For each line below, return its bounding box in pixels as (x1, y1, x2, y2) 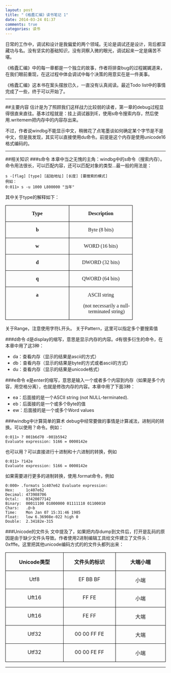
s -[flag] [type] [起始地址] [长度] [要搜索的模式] (5, 174, 108, 179)
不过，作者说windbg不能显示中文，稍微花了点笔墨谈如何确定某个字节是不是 (5, 128, 164, 134)
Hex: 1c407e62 (5, 488, 44, 493)
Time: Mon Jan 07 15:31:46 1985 (5, 510, 81, 515)
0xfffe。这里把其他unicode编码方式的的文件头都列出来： (5, 541, 124, 547)
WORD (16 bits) (83, 243, 118, 249)
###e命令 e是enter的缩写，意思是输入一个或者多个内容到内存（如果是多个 (5, 377, 161, 383)
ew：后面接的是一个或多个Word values (12, 407, 95, 413)
